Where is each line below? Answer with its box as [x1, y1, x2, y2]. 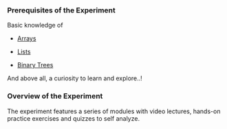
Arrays [17, 34, 36, 43]
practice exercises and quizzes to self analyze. [7, 114, 140, 122]
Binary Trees [17, 61, 54, 69]
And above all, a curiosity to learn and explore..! [7, 74, 142, 82]
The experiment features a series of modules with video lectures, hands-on [7, 107, 221, 115]
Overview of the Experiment [7, 91, 103, 101]
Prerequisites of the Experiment [7, 5, 116, 15]
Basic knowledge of [7, 21, 63, 30]
